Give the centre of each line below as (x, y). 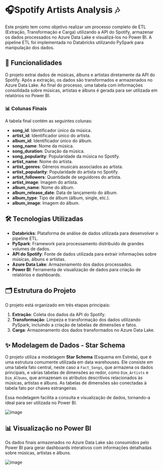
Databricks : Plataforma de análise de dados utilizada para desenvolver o (85, 233)
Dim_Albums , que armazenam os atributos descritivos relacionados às (74, 378)
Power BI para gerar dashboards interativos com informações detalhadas (78, 448)
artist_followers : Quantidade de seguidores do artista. (67, 177)
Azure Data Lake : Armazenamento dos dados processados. (72, 264)
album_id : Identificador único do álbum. (52, 141)
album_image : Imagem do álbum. (46, 203)
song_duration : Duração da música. (48, 151)
